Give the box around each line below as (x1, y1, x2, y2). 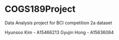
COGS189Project (4, 3, 76, 15)
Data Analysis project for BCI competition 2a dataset (4, 20, 113, 26)
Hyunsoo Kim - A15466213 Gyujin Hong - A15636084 (4, 29, 114, 35)
